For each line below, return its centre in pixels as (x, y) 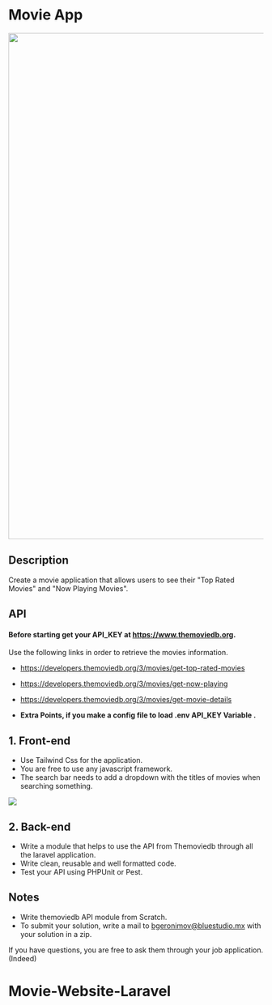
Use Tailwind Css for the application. (81, 760)
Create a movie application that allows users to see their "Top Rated (121, 580)
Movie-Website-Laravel (90, 991)
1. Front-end (40, 741)
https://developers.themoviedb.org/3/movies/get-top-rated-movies (132, 668)
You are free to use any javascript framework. (96, 769)
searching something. (56, 786)
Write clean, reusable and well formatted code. (98, 863)
